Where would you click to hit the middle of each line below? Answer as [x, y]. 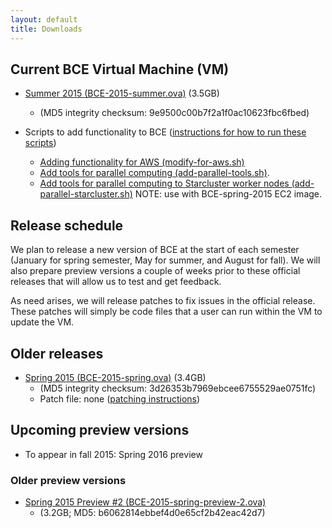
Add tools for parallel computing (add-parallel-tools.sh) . [154, 173]
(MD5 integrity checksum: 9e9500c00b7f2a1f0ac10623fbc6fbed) [174, 113]
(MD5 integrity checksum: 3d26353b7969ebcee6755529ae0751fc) [178, 388]
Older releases [57, 353]
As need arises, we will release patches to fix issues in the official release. [163, 301]
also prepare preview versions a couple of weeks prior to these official [155, 271]
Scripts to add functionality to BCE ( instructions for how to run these [165, 132]
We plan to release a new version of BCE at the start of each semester [155, 250]
